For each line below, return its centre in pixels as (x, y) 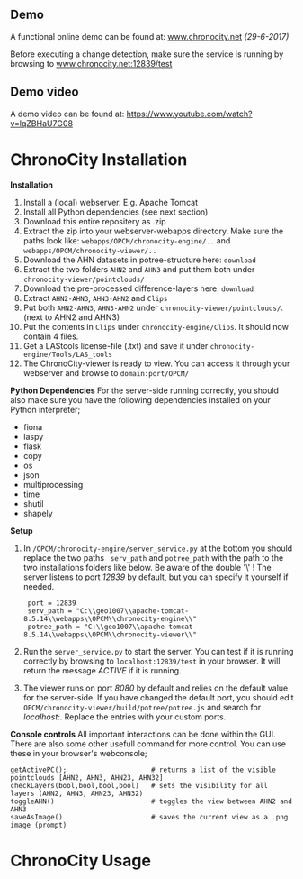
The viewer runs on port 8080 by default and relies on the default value (156, 688)
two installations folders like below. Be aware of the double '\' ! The (147, 567)
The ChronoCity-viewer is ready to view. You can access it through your (156, 363)
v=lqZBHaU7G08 (42, 123)
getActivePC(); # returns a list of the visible (143, 770)
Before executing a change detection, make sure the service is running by (147, 54)
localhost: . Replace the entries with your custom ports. (125, 717)
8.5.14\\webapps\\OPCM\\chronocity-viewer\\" (110, 635)
